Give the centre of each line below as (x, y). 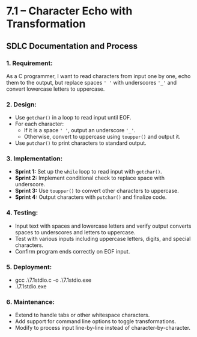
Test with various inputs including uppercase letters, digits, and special (103, 238)
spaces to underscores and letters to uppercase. (75, 232)
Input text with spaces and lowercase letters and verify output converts (103, 226)
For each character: (39, 124)
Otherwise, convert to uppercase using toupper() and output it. (102, 137)
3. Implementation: (35, 159)
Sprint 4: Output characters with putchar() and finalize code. (91, 197)
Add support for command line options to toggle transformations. (95, 321)
